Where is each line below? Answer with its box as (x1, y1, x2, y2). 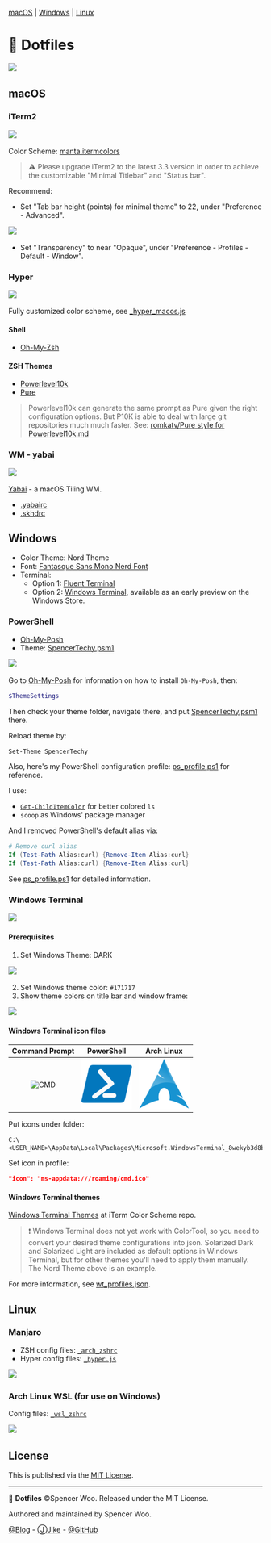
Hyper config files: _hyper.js (19, 1353, 117, 1363)
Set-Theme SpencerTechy (8, 747, 89, 755)
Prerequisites (8, 932, 55, 942)
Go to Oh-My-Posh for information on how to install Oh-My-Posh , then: (8, 675, 238, 685)
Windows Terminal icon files (8, 1026, 106, 1036)
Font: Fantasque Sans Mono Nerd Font (19, 562, 148, 571)
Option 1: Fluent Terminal (31, 579, 115, 588)
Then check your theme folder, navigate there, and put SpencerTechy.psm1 (8, 706, 258, 716)
